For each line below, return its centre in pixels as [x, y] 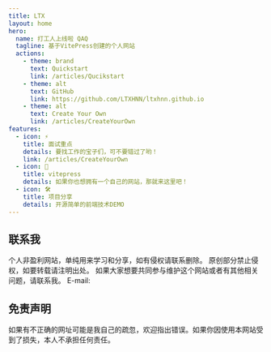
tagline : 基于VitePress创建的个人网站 [76, 46]
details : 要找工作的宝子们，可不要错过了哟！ [91, 152]
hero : [17, 31]
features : [25, 129]
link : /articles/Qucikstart [77, 76]
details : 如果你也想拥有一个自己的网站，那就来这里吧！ [106, 182]
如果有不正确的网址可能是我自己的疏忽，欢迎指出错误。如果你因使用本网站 [132, 330]
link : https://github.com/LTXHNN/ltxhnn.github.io [117, 99]
